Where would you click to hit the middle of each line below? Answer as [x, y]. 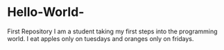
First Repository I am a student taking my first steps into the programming [112, 31]
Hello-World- [46, 12]
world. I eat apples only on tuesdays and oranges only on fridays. [101, 38]
